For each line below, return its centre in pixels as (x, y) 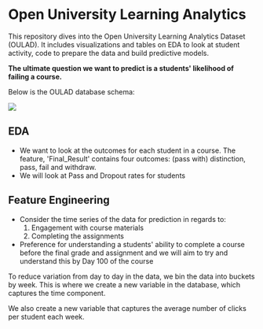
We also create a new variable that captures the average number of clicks (128, 308)
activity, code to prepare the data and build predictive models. (109, 53)
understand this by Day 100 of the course (86, 261)
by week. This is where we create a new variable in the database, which (124, 284)
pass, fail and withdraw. (58, 167)
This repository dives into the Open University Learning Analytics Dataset (127, 36)
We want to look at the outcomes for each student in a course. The (128, 150)
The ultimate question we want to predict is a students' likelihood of (121, 68)
